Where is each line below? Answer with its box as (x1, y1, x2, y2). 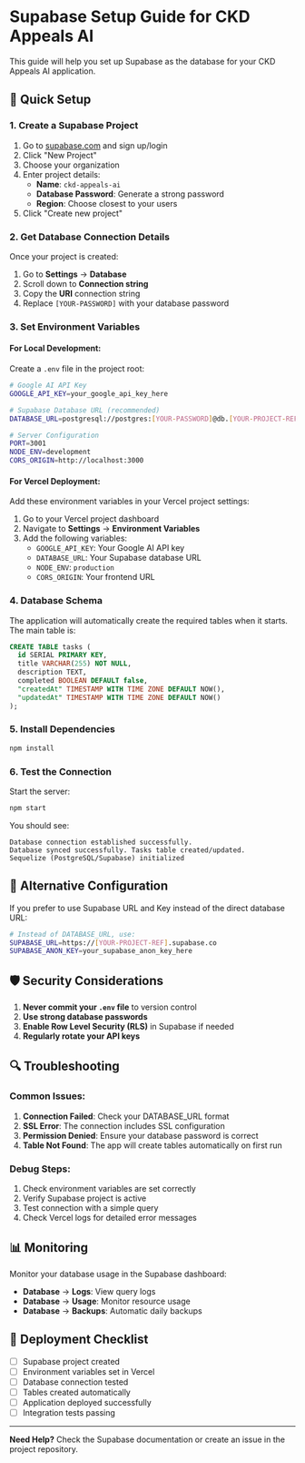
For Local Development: (9, 343, 102, 354)
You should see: (9, 819, 70, 830)
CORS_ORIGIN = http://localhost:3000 (9, 456, 144, 465)
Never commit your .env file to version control (22, 1001, 197, 1012)
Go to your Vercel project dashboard (22, 513, 160, 524)
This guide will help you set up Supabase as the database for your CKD (9, 56, 276, 66)
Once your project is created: (9, 250, 119, 261)
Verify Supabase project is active (22, 1193, 147, 1204)
